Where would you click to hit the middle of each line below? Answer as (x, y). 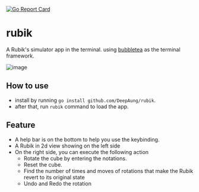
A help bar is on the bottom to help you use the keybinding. (87, 139)
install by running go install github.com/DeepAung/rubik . (85, 100)
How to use (27, 86)
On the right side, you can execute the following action (82, 152)
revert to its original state (54, 177)
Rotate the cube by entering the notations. (75, 158)
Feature (21, 125)
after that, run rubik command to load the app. (72, 106)
